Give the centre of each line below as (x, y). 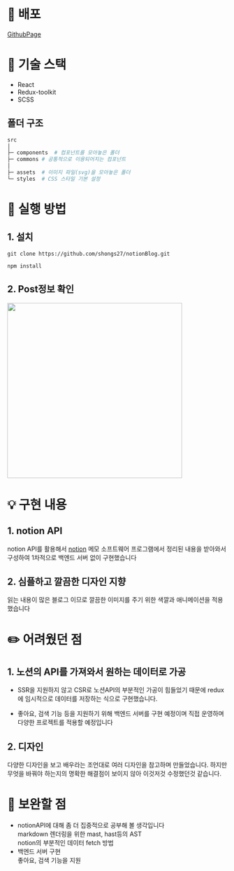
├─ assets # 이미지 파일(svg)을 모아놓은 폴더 (69, 172)
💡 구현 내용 (37, 505)
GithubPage (24, 34)
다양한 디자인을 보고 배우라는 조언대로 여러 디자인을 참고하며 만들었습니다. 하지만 (117, 765)
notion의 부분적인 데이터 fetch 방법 (65, 843)
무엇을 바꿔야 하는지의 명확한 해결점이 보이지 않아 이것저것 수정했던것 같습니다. (115, 774)
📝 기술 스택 (37, 65)
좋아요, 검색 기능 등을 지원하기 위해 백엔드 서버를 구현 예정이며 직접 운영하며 (121, 714)
